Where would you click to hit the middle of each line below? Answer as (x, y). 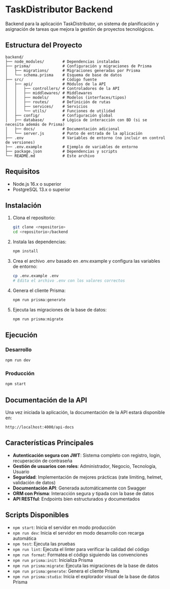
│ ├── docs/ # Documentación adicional (63, 129)
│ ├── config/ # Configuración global (59, 115)
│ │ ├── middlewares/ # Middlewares (49, 93)
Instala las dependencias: (39, 242)
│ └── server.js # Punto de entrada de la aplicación (74, 133)
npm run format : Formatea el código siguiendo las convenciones (80, 555)
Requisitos (22, 172)
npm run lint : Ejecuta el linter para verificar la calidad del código (81, 549)
